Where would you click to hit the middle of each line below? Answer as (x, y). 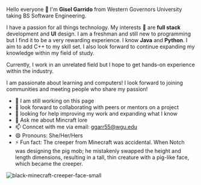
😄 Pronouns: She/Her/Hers (49, 135)
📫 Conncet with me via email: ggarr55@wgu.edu (76, 127)
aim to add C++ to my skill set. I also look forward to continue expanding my (100, 46)
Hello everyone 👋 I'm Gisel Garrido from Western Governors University (94, 9)
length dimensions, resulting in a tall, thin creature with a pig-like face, (102, 157)
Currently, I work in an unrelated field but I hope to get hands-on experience (101, 64)
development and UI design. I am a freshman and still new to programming (99, 34)
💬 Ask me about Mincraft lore (51, 120)
